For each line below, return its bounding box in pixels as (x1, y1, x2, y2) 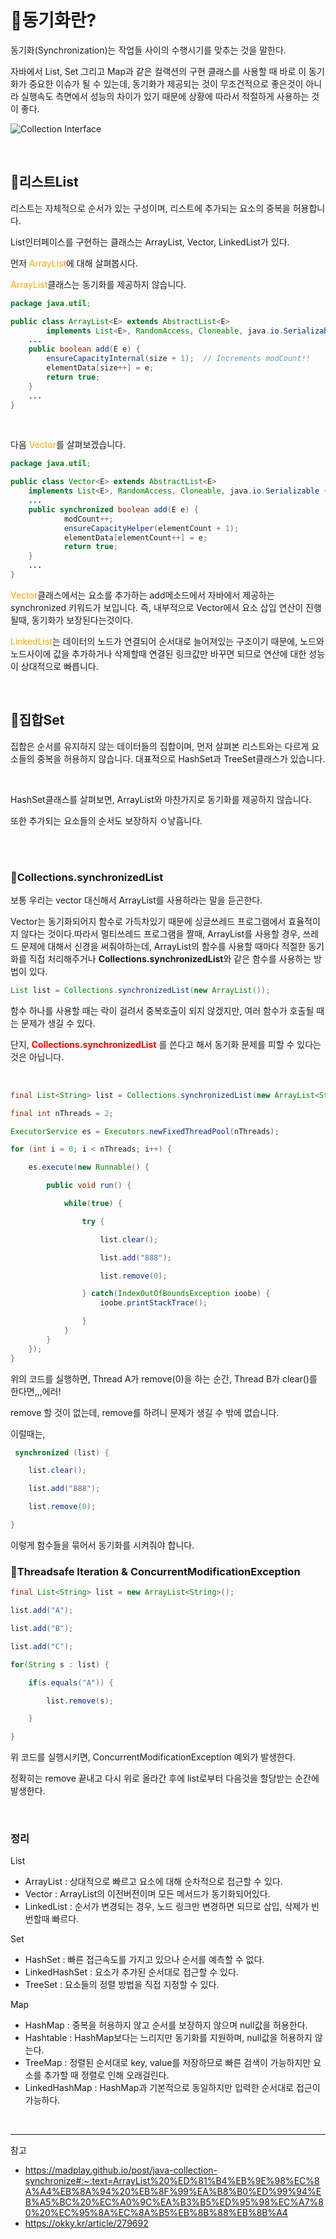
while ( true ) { (63, 1199, 123, 1209)
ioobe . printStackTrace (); (99, 1298, 208, 1308)
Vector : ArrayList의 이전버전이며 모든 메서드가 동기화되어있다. (24, 1888, 271, 1900)
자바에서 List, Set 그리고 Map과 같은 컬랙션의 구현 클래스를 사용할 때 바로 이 (10, 65, 307, 77)
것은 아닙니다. (10, 1051, 65, 1063)
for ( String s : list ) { (10, 1659, 110, 1670)
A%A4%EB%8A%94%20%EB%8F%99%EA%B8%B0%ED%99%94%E (24, 2186, 322, 2198)
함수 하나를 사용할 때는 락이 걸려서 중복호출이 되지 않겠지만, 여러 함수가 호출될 (10, 1004, 315, 1016)
